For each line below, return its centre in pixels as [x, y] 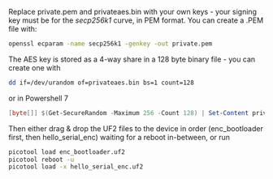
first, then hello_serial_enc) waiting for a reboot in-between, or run [119, 137]
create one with [35, 67]
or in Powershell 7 [39, 98]
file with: [23, 29]
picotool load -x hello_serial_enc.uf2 [76, 167]
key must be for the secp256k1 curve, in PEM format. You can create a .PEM [136, 20]
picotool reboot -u [41, 160]
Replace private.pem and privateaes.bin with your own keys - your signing [133, 12]
